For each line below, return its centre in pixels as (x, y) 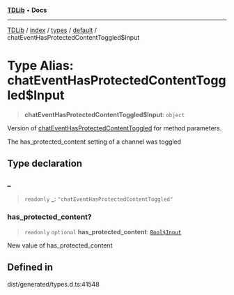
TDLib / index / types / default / (52, 30)
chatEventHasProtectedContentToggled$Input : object (104, 114)
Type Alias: (41, 66)
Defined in (30, 267)
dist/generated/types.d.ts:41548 (53, 284)
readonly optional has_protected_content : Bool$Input (103, 232)
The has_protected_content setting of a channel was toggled (94, 142)
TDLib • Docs (27, 10)
